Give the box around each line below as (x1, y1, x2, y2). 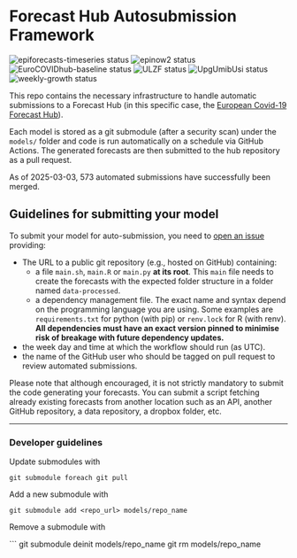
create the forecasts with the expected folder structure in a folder (34, 275, 274, 286)
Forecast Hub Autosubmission (9, 6, 237, 27)
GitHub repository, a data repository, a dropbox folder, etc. (9, 406, 223, 416)
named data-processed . (34, 285, 121, 296)
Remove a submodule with (9, 522, 106, 532)
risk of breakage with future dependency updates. (34, 332, 225, 343)
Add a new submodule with (9, 489, 109, 500)
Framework (9, 25, 95, 45)
